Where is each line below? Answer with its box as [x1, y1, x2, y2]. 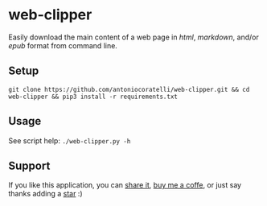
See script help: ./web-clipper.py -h [8, 135, 131, 146]
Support [8, 159, 51, 172]
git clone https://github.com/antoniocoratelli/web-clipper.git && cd [8, 85, 250, 93]
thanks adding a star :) [8, 189, 83, 199]
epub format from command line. [8, 40, 118, 50]
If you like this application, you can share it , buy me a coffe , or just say [8, 180, 242, 190]
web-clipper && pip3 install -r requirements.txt [8, 93, 179, 101]
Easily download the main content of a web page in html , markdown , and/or [8, 32, 259, 42]
